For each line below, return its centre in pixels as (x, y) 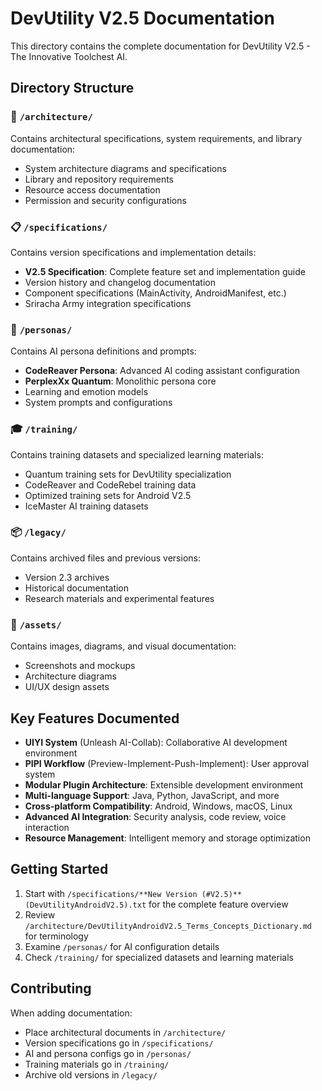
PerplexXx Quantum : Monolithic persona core (120, 381)
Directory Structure (72, 88)
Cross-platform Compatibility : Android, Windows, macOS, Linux (158, 806)
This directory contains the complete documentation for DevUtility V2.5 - (160, 46)
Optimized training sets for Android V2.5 (108, 495)
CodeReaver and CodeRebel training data (110, 484)
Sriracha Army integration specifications (108, 303)
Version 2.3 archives (67, 577)
